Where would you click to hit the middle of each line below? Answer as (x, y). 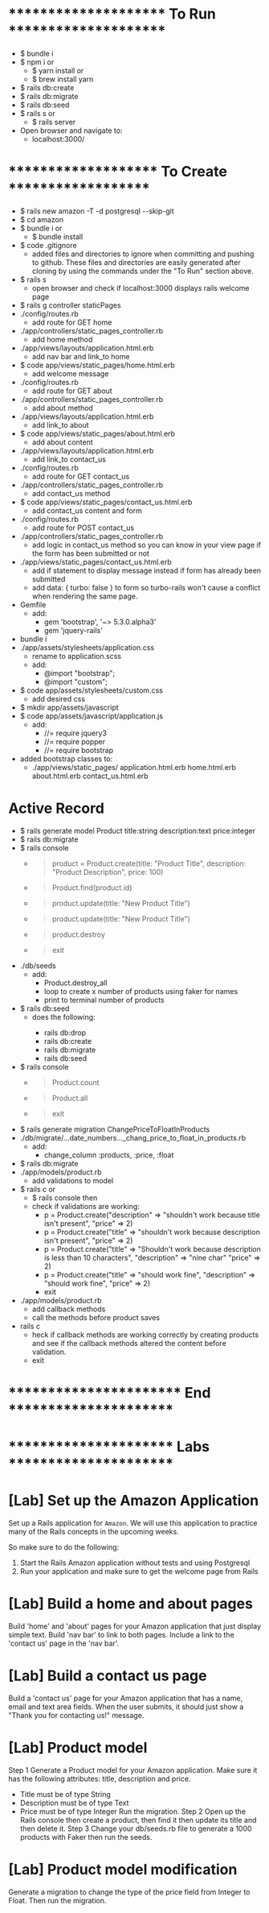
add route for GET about (72, 391)
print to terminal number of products (104, 1000)
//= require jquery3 (75, 733)
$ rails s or (37, 113)
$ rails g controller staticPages (71, 305)
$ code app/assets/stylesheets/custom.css (91, 690)
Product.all (70, 1098)
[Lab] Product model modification (123, 1870)
